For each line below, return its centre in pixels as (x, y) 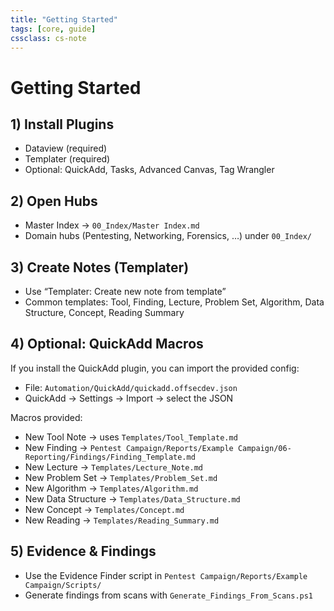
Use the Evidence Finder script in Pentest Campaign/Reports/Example (166, 575)
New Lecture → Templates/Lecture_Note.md (113, 467)
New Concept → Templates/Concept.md (104, 509)
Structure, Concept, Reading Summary (104, 312)
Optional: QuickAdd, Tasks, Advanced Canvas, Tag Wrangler (149, 170)
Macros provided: (46, 417)
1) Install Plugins (62, 124)
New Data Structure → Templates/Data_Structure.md (132, 498)
